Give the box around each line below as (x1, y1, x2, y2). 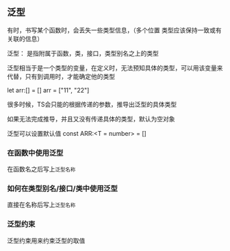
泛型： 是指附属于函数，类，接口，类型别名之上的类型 (7, 49, 159, 57)
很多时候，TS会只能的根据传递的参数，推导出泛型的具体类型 (7, 100, 177, 108)
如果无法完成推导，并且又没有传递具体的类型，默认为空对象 (7, 115, 175, 123)
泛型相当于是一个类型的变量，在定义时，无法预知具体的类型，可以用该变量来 (7, 64, 223, 72)
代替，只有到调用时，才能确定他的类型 (7, 72, 115, 80)
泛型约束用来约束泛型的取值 (7, 236, 86, 245)
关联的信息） (7, 34, 43, 43)
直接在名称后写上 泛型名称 (7, 201, 76, 209)
